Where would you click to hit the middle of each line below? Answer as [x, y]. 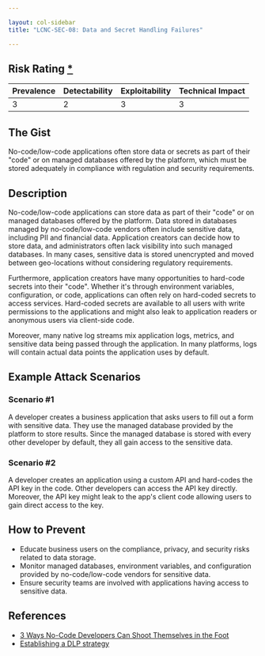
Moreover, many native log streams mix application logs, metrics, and [121, 335]
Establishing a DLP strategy [64, 643]
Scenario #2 [32, 462]
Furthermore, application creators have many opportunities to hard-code [127, 278]
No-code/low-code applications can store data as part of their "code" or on [131, 212]
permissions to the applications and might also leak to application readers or [132, 311]
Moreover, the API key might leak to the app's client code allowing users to [130, 496]
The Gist [30, 133]
